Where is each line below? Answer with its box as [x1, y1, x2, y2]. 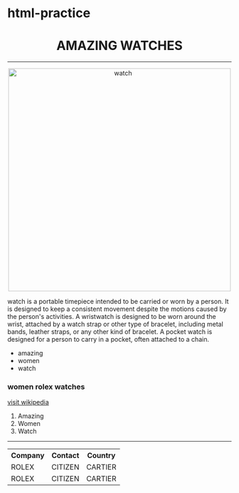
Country [87, 451, 116, 461]
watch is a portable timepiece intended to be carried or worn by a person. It [7, 298, 229, 306]
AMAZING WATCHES [56, 38, 183, 54]
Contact [51, 451, 80, 461]
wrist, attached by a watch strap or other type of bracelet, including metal [7, 320, 224, 329]
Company [11, 451, 45, 461]
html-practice [7, 5, 91, 21]
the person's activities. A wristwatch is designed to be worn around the [7, 312, 217, 321]
